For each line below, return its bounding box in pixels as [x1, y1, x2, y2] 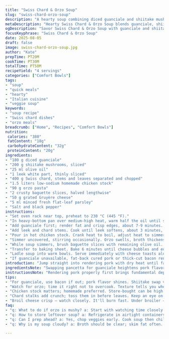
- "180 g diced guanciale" [5, 157, 62, 162]
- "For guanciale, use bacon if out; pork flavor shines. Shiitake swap [5, 279, 161, 285]
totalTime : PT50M [5, 64, 42, 69]
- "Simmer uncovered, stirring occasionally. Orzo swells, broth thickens [5, 237, 165, 242]
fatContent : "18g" [7, 139, 46, 144]
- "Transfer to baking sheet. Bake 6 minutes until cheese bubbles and [5, 247, 158, 252]
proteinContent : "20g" [7, 148, 55, 153]
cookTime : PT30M [5, 59, 39, 64]
